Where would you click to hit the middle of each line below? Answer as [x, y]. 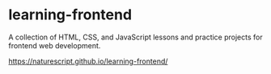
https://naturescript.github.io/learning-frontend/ [88, 61]
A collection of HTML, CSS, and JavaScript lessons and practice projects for [135, 37]
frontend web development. [55, 45]
